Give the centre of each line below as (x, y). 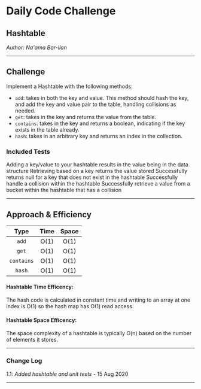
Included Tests (28, 151)
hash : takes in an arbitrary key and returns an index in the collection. (98, 136)
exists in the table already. (47, 129)
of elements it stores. (32, 340)
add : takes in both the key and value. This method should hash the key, (102, 98)
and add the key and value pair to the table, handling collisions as (95, 104)
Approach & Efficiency (49, 215)
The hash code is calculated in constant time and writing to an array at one (98, 300)
